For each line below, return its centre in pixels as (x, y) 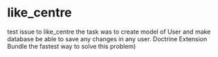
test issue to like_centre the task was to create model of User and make (109, 32)
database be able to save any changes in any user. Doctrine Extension (107, 38)
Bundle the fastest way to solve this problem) (72, 46)
